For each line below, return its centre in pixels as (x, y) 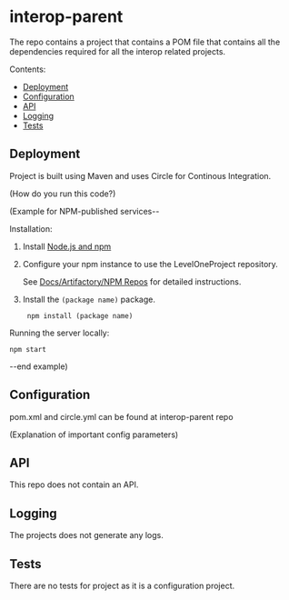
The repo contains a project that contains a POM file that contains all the (145, 42)
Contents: (28, 69)
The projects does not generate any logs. (86, 535)
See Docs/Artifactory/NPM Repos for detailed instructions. (132, 281)
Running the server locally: (60, 333)
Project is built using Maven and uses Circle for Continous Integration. (140, 175)
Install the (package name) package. (89, 299)
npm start (28, 349)
